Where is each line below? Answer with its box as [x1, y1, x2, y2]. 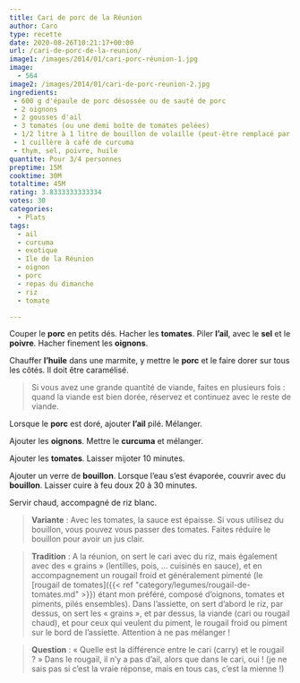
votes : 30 [9, 196, 47, 206]
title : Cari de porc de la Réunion [9, 13, 142, 22]
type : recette [9, 30, 63, 38]
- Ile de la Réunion [17, 254, 94, 264]
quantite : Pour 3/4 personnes [9, 154, 123, 164]
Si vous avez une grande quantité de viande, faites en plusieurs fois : [30, 382, 286, 393]
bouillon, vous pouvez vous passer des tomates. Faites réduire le [30, 525, 271, 535]
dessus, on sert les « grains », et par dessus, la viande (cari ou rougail [30, 608, 291, 619]
